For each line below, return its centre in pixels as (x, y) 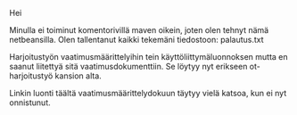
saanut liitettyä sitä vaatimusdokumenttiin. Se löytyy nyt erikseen (128, 66)
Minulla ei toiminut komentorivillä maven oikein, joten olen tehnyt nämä (139, 30)
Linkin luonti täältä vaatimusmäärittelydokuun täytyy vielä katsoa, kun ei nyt (148, 93)
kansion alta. (78, 76)
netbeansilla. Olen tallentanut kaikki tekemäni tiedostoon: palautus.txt (137, 40)
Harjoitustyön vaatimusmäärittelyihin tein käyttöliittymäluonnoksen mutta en (148, 57)
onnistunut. (30, 103)
